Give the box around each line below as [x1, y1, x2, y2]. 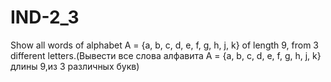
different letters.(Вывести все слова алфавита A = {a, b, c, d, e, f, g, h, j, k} [10, 49, 322, 61]
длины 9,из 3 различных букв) [10, 60, 140, 72]
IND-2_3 [10, 6, 80, 29]
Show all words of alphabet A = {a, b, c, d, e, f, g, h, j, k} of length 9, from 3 [10, 39, 320, 51]
